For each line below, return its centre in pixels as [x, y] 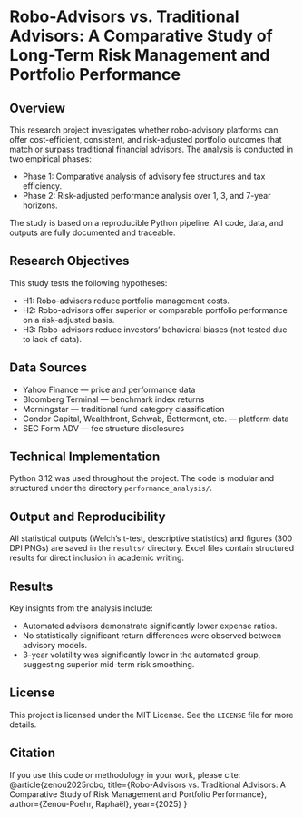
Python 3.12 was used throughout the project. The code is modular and [142, 478]
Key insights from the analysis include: [81, 608]
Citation [33, 753]
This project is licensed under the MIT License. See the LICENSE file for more [151, 715]
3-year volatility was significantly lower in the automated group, [142, 655]
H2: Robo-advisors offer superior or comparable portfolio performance [155, 310]
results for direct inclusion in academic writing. [97, 558]
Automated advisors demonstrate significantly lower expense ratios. [150, 626]
